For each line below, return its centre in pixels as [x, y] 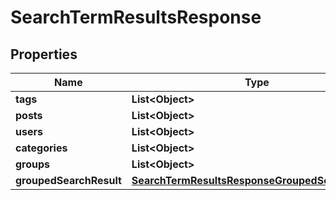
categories [41, 148]
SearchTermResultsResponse [136, 17]
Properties [44, 54]
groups [33, 164]
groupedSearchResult [68, 180]
